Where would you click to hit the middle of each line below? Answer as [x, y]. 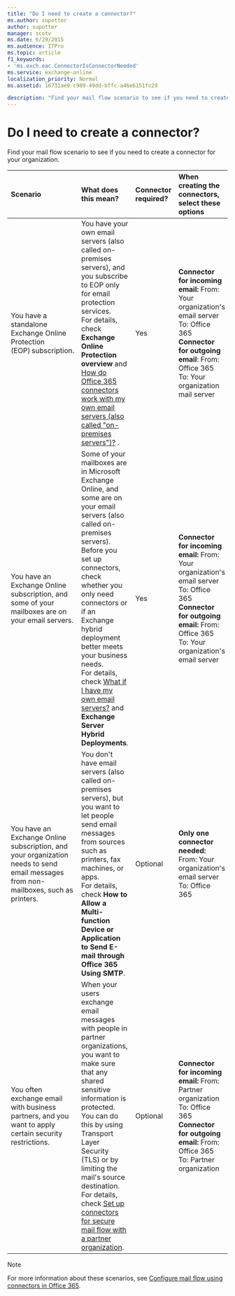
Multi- [92, 912]
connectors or [105, 603]
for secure [98, 1221]
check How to [105, 895]
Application [101, 938]
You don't [97, 754]
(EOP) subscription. [43, 351]
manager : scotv [29, 33]
